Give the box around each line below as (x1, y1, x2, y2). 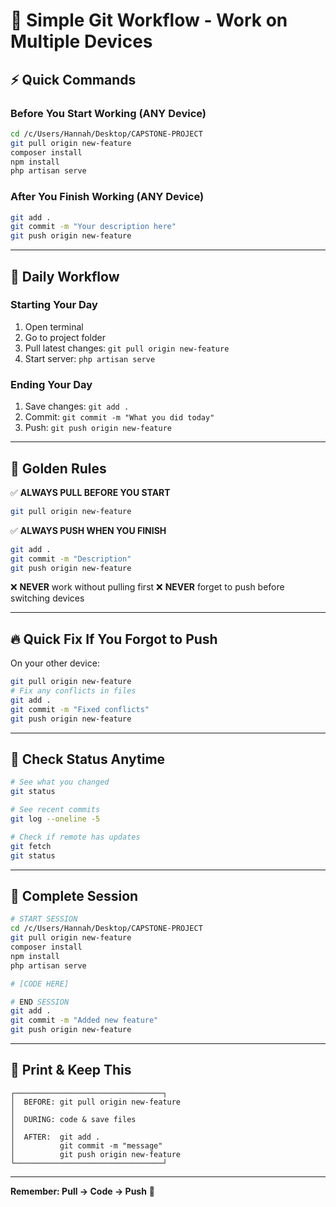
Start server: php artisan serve (24, 352, 156, 364)
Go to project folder (24, 331, 106, 343)
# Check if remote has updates (10, 832, 141, 842)
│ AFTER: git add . (10, 1132, 101, 1142)
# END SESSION (10, 997, 70, 1007)
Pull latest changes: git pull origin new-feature (24, 342, 230, 354)
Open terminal (24, 320, 84, 333)
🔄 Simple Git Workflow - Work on (10, 9, 288, 32)
